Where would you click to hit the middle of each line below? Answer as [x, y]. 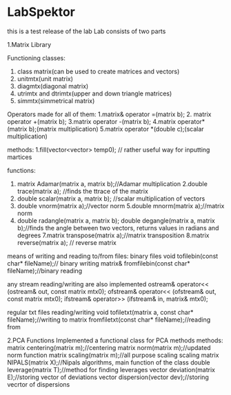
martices [20, 157]
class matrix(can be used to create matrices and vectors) [98, 71]
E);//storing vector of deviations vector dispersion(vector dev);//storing [108, 377]
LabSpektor [41, 12]
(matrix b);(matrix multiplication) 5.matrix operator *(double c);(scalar [106, 129]
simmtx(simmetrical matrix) [56, 100]
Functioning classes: [36, 58]
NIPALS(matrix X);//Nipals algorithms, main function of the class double [109, 362]
